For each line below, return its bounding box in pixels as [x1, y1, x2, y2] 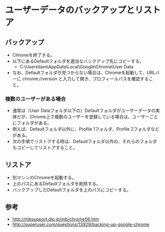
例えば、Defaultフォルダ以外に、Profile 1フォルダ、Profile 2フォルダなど [12, 126, 160, 132]
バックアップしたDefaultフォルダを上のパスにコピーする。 [12, 187, 131, 193]
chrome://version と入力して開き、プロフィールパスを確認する [22, 76, 149, 81]
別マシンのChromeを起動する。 [12, 175, 77, 181]
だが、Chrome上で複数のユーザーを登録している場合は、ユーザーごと [16, 114, 158, 120]
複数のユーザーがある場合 [5, 95, 66, 102]
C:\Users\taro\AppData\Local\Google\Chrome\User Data [19, 64, 134, 70]
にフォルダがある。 [12, 120, 52, 126]
